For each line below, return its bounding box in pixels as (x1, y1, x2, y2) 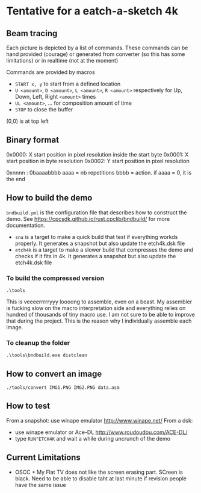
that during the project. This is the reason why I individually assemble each (6, 317, 192, 324)
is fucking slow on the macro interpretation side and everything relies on (6, 304, 186, 311)
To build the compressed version (6, 274, 104, 282)
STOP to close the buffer (14, 106, 73, 113)
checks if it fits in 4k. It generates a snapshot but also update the (14, 252, 176, 259)
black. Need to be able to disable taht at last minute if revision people (14, 474, 187, 482)
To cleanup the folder (6, 338, 70, 347)
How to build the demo (6, 193, 93, 203)
